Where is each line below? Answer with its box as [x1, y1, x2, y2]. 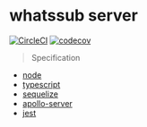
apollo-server [22, 97, 73, 108]
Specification [30, 52, 81, 63]
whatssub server [9, 5, 139, 26]
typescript [22, 79, 61, 89]
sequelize [22, 89, 58, 99]
